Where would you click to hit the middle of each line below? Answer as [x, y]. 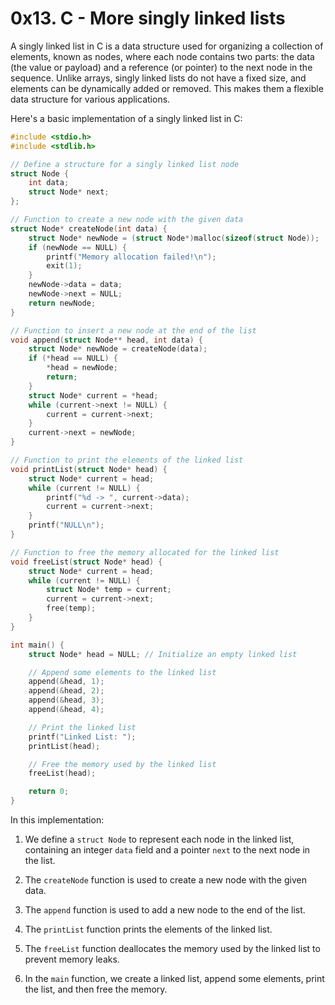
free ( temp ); [71, 608]
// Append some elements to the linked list [122, 672]
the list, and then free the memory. [96, 989]
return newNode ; [62, 303]
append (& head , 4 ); [66, 710]
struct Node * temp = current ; [109, 590]
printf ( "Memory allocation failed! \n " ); [131, 257]
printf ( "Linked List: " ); [82, 737]
